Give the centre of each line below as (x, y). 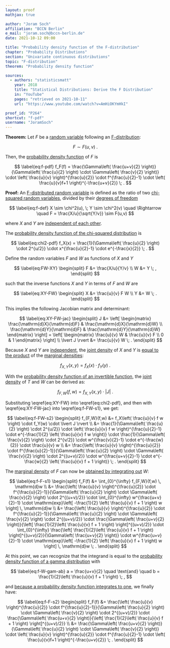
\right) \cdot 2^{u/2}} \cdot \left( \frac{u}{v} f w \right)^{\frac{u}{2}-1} (89, 429)
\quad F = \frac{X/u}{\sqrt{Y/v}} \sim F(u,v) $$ (85, 213)
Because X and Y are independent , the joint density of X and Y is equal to (82, 350)
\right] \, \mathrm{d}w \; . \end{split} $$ (85, 546)
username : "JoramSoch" (29, 123)
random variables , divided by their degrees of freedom (81, 198)
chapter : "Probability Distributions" (46, 52)
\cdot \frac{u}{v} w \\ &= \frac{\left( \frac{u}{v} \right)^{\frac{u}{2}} (90, 445)
